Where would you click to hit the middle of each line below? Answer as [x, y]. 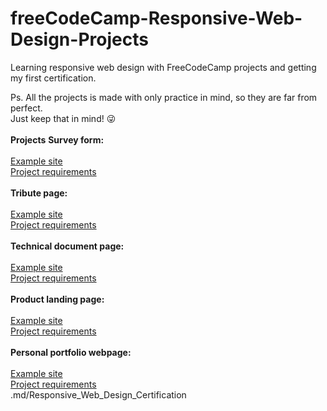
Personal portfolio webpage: [71, 352]
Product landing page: [57, 299]
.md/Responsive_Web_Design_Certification [98, 394]
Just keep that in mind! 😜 [63, 118]
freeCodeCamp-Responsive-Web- [156, 18]
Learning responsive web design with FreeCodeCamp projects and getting [163, 67]
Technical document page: [67, 246]
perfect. [26, 108]
